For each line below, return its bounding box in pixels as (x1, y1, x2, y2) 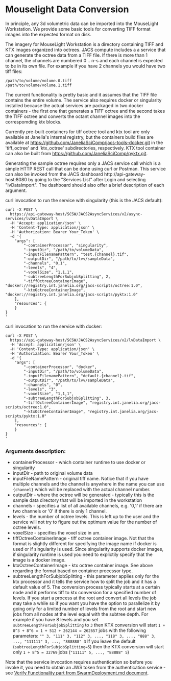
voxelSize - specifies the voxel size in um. (12, 530, 101, 536)
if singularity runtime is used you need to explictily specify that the (12, 551, 153, 557)
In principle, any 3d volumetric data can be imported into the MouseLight (5, 20, 159, 27)
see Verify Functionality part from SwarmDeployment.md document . (5, 670, 149, 676)
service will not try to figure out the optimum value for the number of (12, 519, 157, 525)
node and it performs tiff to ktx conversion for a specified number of (12, 590, 157, 596)
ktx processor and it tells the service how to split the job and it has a (12, 578, 156, 585)
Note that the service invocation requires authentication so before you (5, 659, 153, 665)
